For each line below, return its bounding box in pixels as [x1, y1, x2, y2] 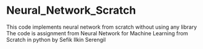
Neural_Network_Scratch [6, 4, 136, 17]
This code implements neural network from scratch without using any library [6, 23, 197, 30]
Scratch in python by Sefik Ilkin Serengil [6, 36, 106, 43]
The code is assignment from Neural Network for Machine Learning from [6, 29, 188, 36]
